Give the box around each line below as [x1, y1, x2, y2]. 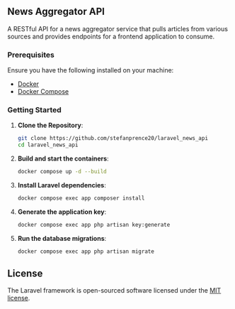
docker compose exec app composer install [17, 195, 145, 202]
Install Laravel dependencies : [17, 181, 106, 190]
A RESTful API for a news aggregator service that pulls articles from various [7, 24, 229, 33]
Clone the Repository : [17, 121, 84, 130]
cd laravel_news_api [17, 141, 79, 148]
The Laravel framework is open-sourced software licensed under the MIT [7, 286, 222, 295]
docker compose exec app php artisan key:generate [17, 221, 171, 228]
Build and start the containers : [17, 154, 109, 163]
